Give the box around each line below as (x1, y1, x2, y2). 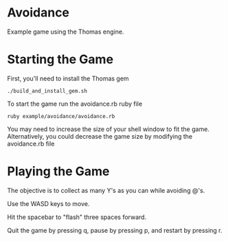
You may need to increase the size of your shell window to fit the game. (7, 125, 209, 133)
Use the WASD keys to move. (7, 199, 90, 207)
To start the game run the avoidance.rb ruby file (7, 100, 143, 108)
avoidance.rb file (7, 139, 55, 148)
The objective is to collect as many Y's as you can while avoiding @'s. (7, 186, 205, 194)
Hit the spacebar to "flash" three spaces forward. (7, 213, 147, 221)
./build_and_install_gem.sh (7, 87, 88, 94)
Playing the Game (7, 163, 110, 179)
